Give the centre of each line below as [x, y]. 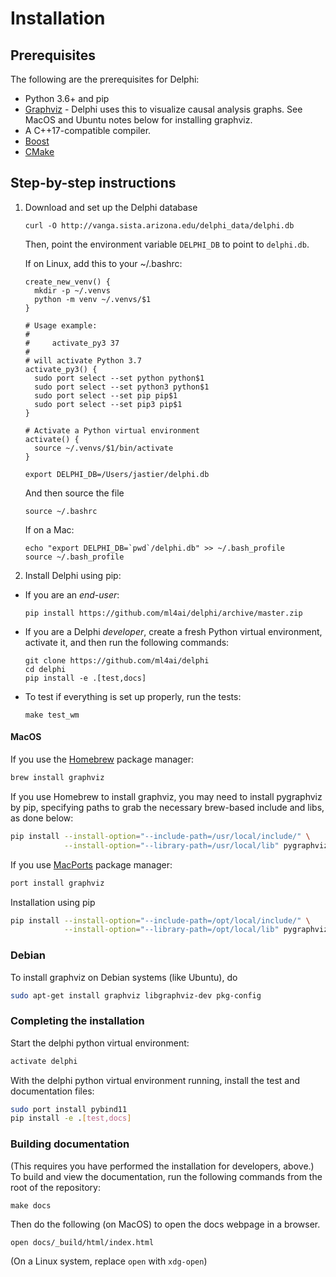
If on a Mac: [49, 529]
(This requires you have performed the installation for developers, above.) [162, 1166]
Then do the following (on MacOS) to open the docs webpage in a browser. [165, 1224]
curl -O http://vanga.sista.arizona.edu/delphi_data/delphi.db [159, 225]
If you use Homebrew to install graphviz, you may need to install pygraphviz [166, 796]
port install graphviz [57, 883]
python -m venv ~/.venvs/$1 [93, 299]
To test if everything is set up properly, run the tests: [133, 696]
